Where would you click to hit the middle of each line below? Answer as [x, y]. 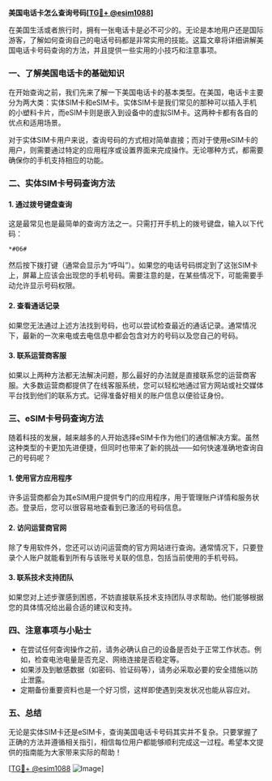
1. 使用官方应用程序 [40, 478]
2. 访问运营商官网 [38, 527]
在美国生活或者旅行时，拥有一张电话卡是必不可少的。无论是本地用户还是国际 [136, 30]
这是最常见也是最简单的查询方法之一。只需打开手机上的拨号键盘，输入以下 [132, 224]
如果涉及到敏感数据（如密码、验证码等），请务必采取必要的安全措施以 [135, 670]
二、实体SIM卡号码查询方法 [62, 183]
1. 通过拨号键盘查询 [40, 204]
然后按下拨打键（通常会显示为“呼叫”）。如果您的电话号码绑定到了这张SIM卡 [133, 265]
